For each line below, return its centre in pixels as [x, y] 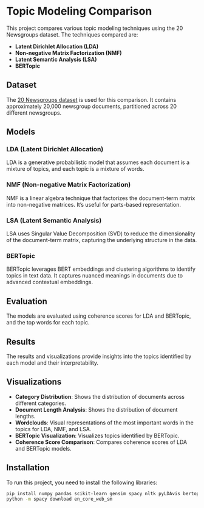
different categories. [41, 403]
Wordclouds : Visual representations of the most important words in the [104, 423]
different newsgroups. [34, 113]
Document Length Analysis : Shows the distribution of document [96, 409]
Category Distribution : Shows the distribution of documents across [100, 396]
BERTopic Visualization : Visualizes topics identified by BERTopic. [97, 435]
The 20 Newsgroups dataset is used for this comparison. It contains [91, 99]
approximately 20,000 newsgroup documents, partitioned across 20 [92, 106]
